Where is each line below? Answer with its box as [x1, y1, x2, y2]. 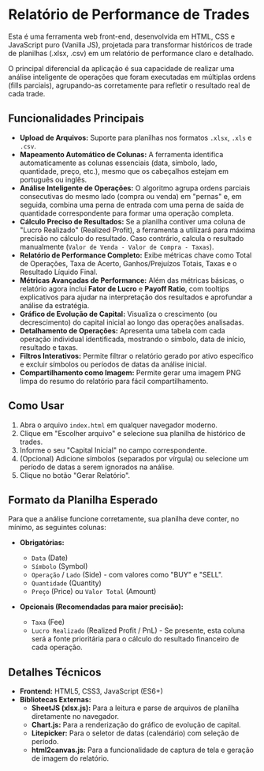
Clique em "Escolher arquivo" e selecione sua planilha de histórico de [19, 428, 246, 438]
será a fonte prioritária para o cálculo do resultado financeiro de [31, 634, 240, 644]
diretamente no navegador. [31, 712, 120, 721]
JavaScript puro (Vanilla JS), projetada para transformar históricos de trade [8, 39, 253, 49]
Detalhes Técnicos [8, 665, 102, 679]
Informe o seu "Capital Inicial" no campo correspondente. [19, 445, 207, 455]
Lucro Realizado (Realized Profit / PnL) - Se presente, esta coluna [31, 626, 246, 635]
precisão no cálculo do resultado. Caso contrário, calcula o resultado [19, 233, 244, 243]
